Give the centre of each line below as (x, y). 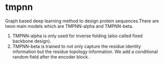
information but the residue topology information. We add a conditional (85, 52)
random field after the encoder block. (51, 57)
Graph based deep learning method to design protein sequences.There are (82, 21)
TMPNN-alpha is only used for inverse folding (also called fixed (78, 36)
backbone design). (32, 41)
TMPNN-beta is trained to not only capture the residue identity (77, 46)
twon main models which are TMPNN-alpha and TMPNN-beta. (69, 26)
